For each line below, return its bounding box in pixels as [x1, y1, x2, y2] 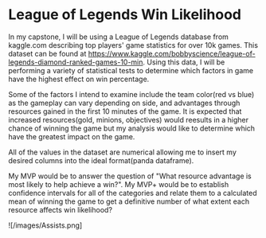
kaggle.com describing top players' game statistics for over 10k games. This [8, 40, 259, 49]
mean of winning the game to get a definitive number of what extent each [8, 197, 249, 206]
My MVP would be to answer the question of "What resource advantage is [8, 171, 252, 181]
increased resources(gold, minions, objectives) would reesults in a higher [8, 115, 249, 124]
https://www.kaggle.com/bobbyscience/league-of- [88, 49, 256, 58]
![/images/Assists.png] [8, 220, 83, 230]
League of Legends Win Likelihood [8, 6, 241, 24]
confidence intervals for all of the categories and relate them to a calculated [8, 188, 257, 197]
